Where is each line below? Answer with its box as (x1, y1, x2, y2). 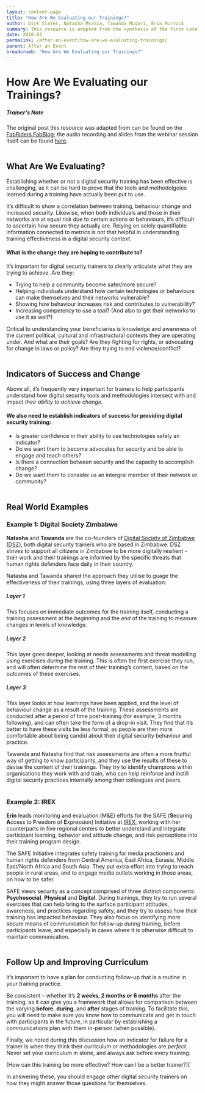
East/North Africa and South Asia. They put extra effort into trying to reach (6, 862, 194, 870)
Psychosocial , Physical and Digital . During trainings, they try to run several (6, 894, 197, 901)
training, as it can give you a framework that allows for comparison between (6, 998, 198, 1006)
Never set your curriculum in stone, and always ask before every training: (6, 1049, 191, 1056)
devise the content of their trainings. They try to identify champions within (6, 763, 193, 771)
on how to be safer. (6, 875, 55, 883)
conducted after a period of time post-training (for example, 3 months (6, 712, 182, 719)
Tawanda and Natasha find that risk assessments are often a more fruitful (6, 750, 191, 757)
